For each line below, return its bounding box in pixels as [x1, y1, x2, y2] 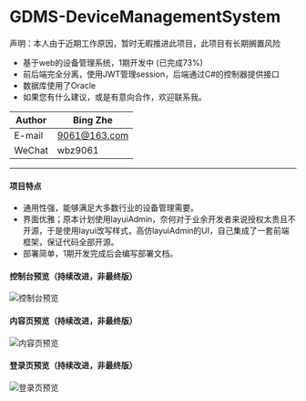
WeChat [14, 143, 48, 156]
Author [15, 113, 47, 126]
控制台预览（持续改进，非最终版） [9, 270, 138, 281]
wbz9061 [56, 143, 99, 156]
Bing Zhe [72, 113, 113, 126]
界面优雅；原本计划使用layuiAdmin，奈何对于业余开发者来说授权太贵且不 [22, 214, 296, 225]
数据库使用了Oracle [22, 79, 97, 90]
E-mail [14, 129, 44, 142]
